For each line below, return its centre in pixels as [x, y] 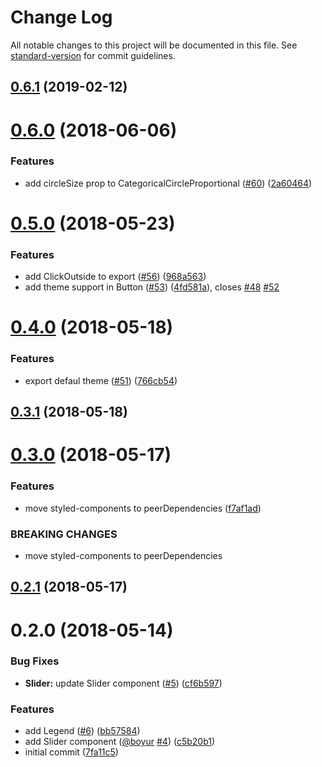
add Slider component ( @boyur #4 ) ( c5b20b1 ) [120, 742]
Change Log [61, 17]
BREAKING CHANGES [64, 534]
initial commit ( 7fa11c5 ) [71, 752]
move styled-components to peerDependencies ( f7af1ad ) [143, 508]
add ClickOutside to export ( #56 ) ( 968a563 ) [115, 277]
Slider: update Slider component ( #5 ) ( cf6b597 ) [123, 683]
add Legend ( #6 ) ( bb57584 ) [82, 731]
